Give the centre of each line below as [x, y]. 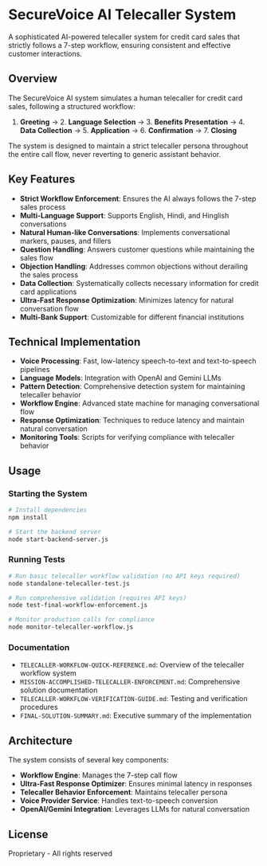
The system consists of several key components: [88, 760]
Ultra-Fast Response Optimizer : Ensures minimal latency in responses [136, 784]
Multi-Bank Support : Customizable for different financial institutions [132, 317]
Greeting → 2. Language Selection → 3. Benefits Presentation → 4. [132, 122]
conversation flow [49, 308]
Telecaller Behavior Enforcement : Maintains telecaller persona [124, 792]
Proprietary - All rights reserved [61, 853]
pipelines [35, 370]
